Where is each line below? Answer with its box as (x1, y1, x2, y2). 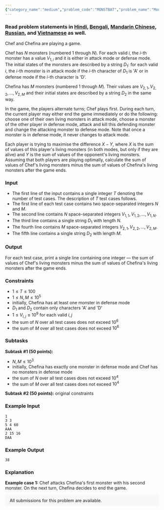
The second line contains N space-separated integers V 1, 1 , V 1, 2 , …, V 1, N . (12, 211, 157, 218)
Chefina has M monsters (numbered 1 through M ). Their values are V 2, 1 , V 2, (5, 84, 157, 91)
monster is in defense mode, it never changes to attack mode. (5, 131, 130, 137)
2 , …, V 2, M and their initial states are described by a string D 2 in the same (5, 90, 151, 97)
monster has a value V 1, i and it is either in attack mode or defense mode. (5, 55, 151, 62)
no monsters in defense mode (12, 369, 73, 375)
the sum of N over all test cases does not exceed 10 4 (12, 374, 119, 381)
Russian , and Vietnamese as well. (5, 29, 86, 36)
